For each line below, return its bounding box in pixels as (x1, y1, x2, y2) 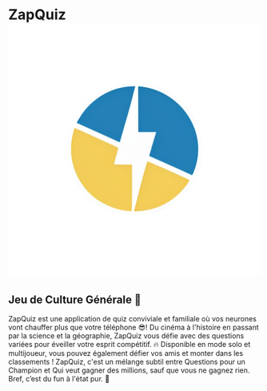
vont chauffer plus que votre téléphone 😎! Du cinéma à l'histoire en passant (8, 322, 259, 332)
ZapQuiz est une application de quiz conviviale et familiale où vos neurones (8, 314, 257, 323)
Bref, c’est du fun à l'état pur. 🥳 (8, 374, 110, 383)
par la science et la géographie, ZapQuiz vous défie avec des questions (8, 331, 245, 341)
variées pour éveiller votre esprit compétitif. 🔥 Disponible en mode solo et (8, 340, 251, 349)
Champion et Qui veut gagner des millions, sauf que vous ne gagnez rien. (8, 365, 250, 375)
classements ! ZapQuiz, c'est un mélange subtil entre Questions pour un (8, 357, 246, 366)
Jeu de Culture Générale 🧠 (8, 293, 141, 306)
